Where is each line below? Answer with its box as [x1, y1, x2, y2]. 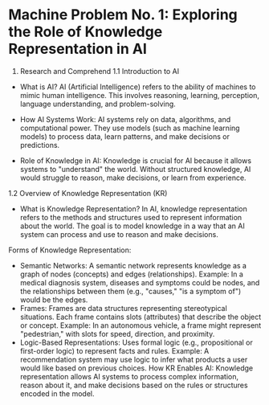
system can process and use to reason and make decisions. [19, 229, 218, 239]
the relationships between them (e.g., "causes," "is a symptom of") [19, 286, 242, 296]
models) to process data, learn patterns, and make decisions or [19, 131, 230, 141]
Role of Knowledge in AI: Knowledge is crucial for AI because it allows [19, 155, 251, 166]
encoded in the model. [19, 388, 95, 399]
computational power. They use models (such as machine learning [19, 123, 240, 133]
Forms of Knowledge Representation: [8, 245, 132, 255]
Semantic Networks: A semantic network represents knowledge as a [19, 260, 247, 270]
